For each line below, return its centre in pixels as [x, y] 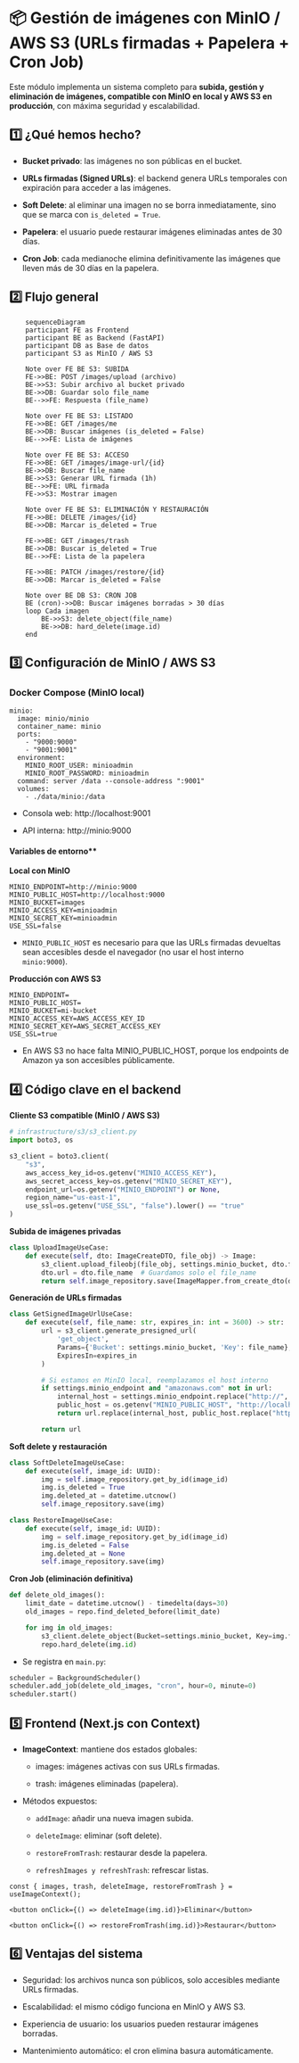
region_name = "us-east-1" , [73, 1198]
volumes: [33, 789]
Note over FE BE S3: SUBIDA [77, 369]
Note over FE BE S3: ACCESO [77, 455]
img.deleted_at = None [83, 1554]
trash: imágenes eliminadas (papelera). [107, 1783]
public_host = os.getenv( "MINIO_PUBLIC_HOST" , [145, 1405]
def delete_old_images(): [57, 1595]
